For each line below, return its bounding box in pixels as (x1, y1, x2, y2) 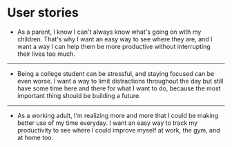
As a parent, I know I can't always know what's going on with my (17, 28, 202, 36)
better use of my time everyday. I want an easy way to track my (17, 119, 198, 127)
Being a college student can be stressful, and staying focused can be (17, 69, 215, 77)
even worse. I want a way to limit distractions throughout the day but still (17, 77, 224, 85)
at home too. (17, 133, 54, 141)
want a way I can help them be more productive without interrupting (17, 42, 211, 50)
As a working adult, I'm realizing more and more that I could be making (17, 111, 219, 119)
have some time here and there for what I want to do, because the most (17, 84, 221, 92)
